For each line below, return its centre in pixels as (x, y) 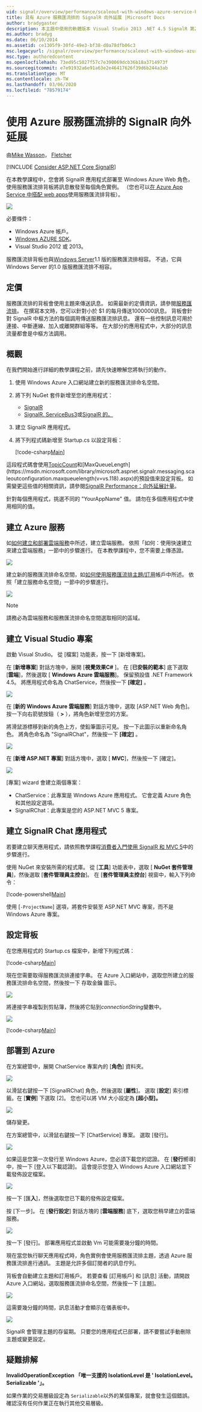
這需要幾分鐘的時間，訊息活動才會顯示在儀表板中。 (69, 1307)
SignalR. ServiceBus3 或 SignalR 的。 (69, 415)
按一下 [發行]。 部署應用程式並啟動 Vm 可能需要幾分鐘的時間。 (84, 1243)
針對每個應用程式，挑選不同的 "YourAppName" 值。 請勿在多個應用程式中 (97, 499)
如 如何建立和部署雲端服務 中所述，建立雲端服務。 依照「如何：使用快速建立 (99, 543)
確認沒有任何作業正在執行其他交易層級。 (56, 1403)
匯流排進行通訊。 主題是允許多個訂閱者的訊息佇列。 (75, 1263)
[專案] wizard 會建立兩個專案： (44, 783)
